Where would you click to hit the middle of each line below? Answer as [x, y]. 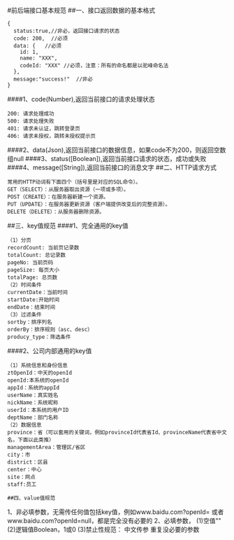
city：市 [19, 455]
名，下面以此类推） [31, 440]
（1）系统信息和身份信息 [37, 366]
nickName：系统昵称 [33, 403]
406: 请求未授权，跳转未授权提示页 [52, 136]
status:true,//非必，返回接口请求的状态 [67, 31]
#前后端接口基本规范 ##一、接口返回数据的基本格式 [81, 10]
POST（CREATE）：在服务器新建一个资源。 [58, 197]
